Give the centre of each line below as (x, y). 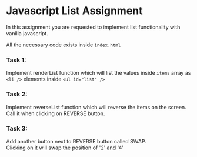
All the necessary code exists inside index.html (64, 45)
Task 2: (17, 94)
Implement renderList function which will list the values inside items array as (98, 73)
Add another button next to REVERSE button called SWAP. (76, 141)
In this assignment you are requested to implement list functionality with (93, 27)
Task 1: (16, 60)
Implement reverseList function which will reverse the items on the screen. (96, 107)
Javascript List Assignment (74, 11)
